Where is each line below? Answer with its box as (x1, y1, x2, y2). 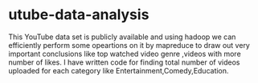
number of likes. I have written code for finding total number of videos (8, 57, 240, 67)
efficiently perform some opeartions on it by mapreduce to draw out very (8, 40, 251, 49)
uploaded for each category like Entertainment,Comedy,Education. (8, 65, 229, 75)
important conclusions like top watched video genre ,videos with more (8, 49, 241, 58)
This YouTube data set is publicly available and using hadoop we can (8, 32, 236, 41)
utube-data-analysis (8, 6, 149, 24)
